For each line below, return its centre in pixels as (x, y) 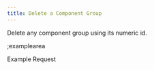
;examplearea (26, 46)
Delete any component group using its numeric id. (77, 33)
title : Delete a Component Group (55, 13)
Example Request (32, 59)
